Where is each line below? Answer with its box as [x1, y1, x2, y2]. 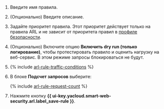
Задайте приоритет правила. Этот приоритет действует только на [9, 23, 151, 29]
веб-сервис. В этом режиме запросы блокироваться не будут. [9, 54, 144, 60]
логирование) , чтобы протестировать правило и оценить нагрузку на [9, 49, 160, 55]
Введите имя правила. [9, 4, 58, 10]
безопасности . [9, 34, 41, 40]
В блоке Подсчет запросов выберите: [9, 74, 92, 79]
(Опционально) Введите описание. [9, 14, 84, 19]
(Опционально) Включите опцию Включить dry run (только [9, 44, 138, 49]
